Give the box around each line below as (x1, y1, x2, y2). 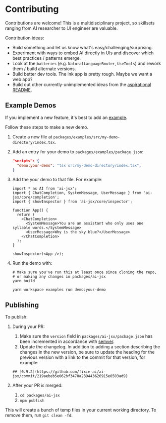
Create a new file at (12, 133, 53, 140)
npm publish (19, 398, 45, 404)
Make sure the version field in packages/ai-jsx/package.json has (19, 333, 153, 339)
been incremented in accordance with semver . (19, 338, 115, 344)
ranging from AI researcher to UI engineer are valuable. (5, 25, 118, 31)
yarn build (12, 279, 35, 284)
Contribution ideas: (5, 35, 45, 41)
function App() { (12, 208, 49, 213)
